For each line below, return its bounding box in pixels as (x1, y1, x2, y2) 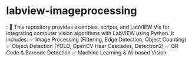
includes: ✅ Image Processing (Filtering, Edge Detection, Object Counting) (6, 36, 187, 43)
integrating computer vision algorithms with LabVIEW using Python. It (6, 29, 174, 36)
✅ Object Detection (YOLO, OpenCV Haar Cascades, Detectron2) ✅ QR (6, 42, 178, 49)
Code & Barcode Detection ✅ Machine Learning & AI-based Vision (6, 49, 167, 56)
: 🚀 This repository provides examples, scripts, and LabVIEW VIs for (6, 23, 170, 30)
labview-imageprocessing (6, 4, 137, 18)
